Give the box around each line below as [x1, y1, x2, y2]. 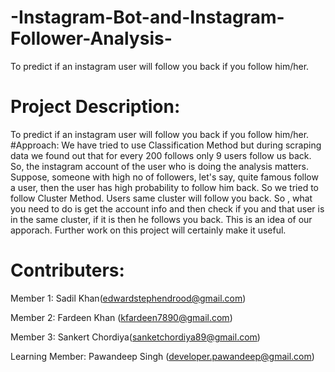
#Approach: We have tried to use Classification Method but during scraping [10, 139, 322, 151]
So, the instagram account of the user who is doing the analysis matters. [10, 160, 309, 172]
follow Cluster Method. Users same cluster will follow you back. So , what [10, 192, 313, 204]
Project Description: [10, 96, 181, 118]
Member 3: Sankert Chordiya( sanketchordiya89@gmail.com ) [10, 331, 261, 343]
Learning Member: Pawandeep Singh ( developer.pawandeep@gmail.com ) [10, 350, 315, 362]
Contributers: [10, 259, 125, 282]
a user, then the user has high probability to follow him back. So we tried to [10, 181, 319, 193]
